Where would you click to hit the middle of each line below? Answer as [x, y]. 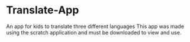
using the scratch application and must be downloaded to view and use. [94, 32]
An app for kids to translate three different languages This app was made [95, 26]
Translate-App [43, 10]
